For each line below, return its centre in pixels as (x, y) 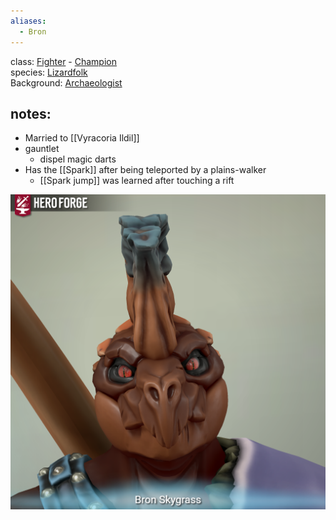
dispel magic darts (78, 159)
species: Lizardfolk (49, 72)
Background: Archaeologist (66, 82)
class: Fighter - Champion (63, 61)
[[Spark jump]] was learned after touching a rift (137, 181)
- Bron (33, 31)
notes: (31, 113)
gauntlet (42, 149)
